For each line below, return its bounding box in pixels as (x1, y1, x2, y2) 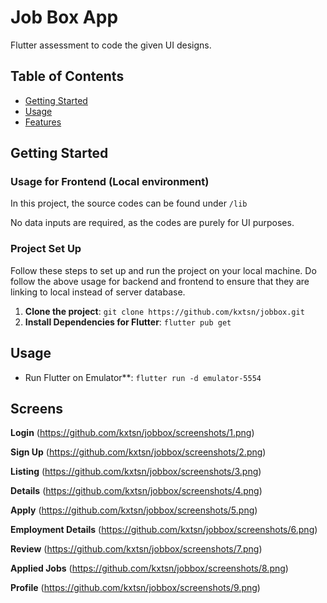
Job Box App (10, 6, 119, 29)
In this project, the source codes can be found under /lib (10, 197, 248, 210)
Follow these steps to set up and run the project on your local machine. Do (10, 264, 317, 276)
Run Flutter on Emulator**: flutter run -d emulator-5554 (24, 371, 262, 383)
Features (24, 116, 62, 128)
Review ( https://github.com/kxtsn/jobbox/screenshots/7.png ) (10, 543, 263, 555)
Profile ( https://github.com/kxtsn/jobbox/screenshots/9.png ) (10, 582, 261, 594)
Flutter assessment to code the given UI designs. (10, 39, 212, 51)
